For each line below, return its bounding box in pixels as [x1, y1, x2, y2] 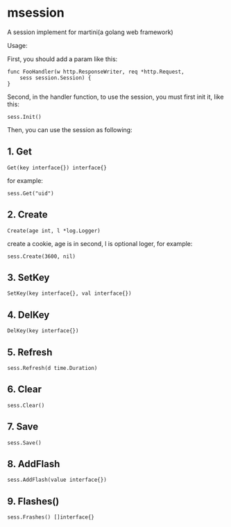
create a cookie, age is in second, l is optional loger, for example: [7, 239, 193, 248]
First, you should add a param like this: [7, 54, 118, 63]
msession [7, 5, 65, 21]
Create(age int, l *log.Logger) [7, 227, 101, 234]
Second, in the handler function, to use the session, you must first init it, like [7, 92, 224, 101]
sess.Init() [7, 113, 42, 120]
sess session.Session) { [19, 74, 92, 81]
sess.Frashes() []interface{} [7, 514, 95, 521]
